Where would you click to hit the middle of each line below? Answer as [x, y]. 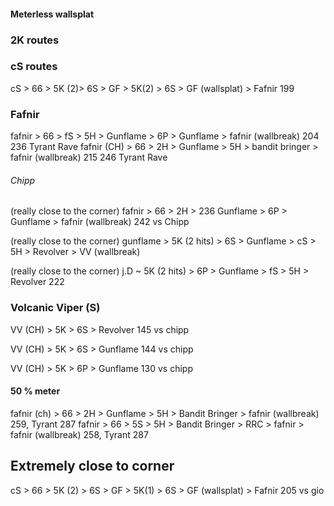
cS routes [34, 67]
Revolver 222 [37, 282]
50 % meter [35, 391]
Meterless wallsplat [52, 14]
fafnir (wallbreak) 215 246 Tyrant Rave [89, 157]
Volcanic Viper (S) [55, 308]
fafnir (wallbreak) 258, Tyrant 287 [79, 434]
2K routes [35, 40]
